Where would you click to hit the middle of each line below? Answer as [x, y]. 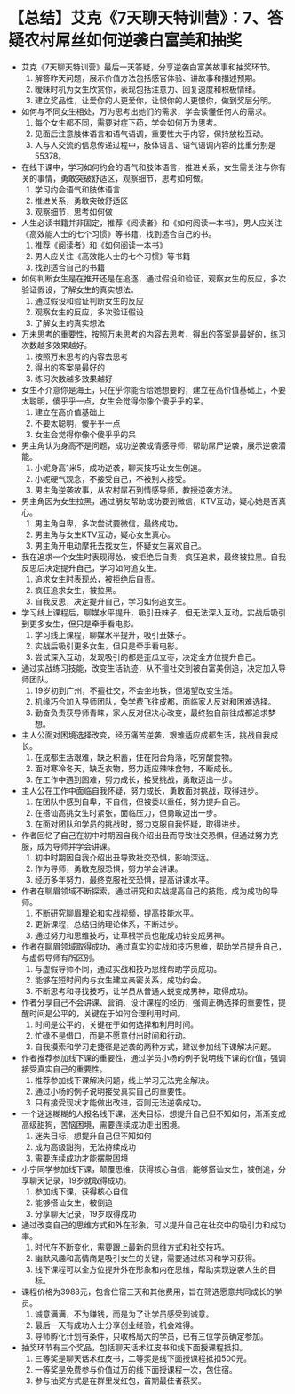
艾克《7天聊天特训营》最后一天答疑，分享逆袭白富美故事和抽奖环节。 [148, 67]
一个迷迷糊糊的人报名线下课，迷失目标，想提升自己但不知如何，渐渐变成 [153, 1113]
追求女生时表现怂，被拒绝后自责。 [97, 579]
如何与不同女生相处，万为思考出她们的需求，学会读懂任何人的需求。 [146, 111]
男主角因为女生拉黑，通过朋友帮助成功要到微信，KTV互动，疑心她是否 [150, 501]
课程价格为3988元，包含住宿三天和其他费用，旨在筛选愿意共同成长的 [147, 1292]
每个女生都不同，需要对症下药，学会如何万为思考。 [128, 122]
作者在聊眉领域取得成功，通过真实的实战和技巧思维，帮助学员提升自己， [153, 946]
